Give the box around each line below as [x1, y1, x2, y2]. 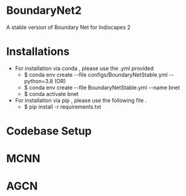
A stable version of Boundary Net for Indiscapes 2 [6, 24, 131, 31]
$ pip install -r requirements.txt [24, 103, 101, 110]
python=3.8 [24, 77, 53, 84]
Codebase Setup [6, 124, 92, 138]
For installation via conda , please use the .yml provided [14, 65, 154, 72]
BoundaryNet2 [6, 4, 82, 17]
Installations [6, 45, 70, 58]
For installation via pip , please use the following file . [14, 96, 147, 104]
